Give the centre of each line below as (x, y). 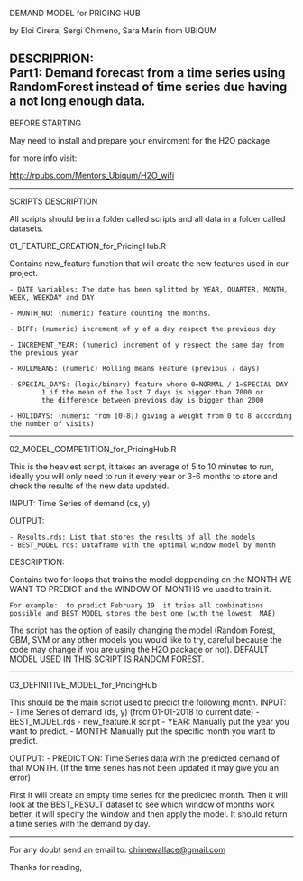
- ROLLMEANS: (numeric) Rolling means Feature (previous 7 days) (134, 368)
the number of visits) (52, 423)
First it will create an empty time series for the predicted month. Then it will (149, 794)
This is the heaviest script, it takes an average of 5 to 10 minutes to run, (142, 466)
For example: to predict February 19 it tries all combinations (137, 605)
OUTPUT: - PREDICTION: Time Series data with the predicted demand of (144, 758)
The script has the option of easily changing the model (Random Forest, (142, 630)
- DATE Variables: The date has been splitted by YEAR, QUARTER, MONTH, (149, 289)
